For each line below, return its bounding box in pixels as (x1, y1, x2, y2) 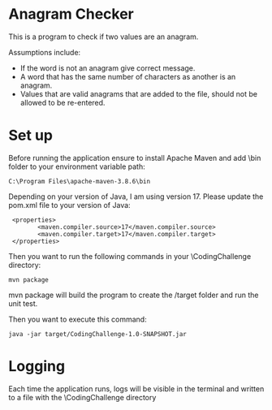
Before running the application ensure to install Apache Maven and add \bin (8, 153, 261, 162)
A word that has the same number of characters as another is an (19, 71, 236, 81)
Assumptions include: (8, 47, 81, 57)
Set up (8, 127, 53, 145)
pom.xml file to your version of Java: (8, 200, 132, 209)
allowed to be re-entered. (19, 97, 106, 107)
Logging (8, 357, 66, 376)
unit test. (8, 298, 38, 309)
